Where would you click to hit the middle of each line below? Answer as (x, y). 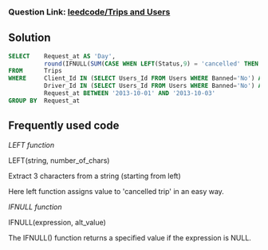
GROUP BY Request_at (44, 101)
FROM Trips (35, 71)
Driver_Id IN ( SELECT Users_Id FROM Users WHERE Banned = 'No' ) (149, 86)
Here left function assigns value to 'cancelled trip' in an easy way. (116, 191)
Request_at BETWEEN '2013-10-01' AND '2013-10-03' (130, 93)
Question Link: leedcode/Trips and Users (89, 12)
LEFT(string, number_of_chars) (59, 160)
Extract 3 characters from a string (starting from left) (95, 176)
